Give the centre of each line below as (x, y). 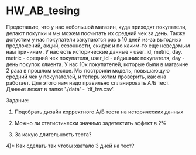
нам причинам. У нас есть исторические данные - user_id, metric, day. (94, 51)
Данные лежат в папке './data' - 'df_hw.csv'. (61, 89)
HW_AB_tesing (43, 11)
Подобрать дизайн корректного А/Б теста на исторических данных (99, 112)
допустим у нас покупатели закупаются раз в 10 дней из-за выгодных (94, 39)
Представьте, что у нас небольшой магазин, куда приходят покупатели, (97, 27)
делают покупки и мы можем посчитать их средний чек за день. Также (96, 33)
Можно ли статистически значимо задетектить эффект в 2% (90, 123)
